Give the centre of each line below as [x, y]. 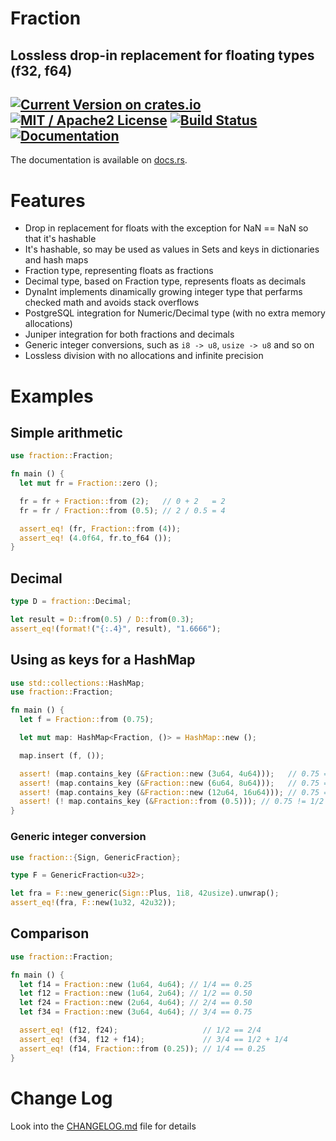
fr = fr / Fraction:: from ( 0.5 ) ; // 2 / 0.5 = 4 [122, 510]
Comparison [50, 933]
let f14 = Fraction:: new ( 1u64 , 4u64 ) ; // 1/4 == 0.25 [136, 984]
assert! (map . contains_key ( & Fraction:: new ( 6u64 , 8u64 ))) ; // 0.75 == [176, 783]
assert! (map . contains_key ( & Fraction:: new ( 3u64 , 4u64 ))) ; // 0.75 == [176, 773]
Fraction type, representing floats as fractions [119, 271]
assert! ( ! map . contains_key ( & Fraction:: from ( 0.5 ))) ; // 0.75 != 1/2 [172, 802]
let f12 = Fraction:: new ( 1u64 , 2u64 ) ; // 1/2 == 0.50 [136, 993]
